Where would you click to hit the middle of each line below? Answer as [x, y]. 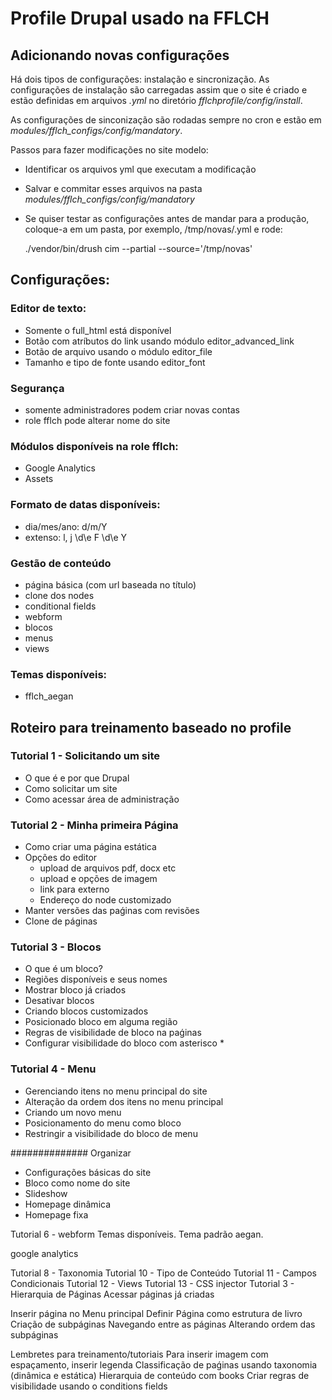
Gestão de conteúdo [61, 563]
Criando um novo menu [73, 1112]
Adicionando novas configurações [120, 55]
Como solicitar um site [71, 788]
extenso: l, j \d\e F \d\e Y [76, 537]
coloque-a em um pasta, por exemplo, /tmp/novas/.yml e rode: [153, 229]
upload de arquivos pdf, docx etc [108, 868]
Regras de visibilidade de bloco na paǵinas [113, 1033]
